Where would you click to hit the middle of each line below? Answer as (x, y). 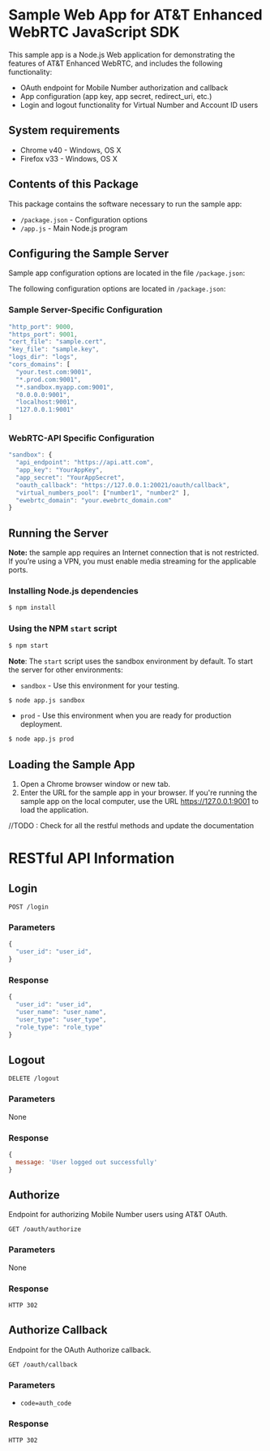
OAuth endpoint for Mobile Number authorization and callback (124, 88)
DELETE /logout (34, 1079)
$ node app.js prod (41, 739)
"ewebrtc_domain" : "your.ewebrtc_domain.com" (94, 500)
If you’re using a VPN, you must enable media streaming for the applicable (133, 561)
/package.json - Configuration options (84, 219)
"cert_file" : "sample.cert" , (58, 342)
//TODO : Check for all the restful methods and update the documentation (131, 826)
